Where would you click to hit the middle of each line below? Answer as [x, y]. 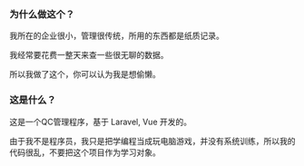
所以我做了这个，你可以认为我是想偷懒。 [85, 74]
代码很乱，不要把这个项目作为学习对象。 [85, 152]
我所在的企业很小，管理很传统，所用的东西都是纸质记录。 [117, 36]
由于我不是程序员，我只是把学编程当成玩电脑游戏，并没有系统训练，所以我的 [152, 141]
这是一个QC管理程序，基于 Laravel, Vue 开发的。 [101, 122]
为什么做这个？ [42, 14]
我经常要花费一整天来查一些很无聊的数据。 [89, 55]
